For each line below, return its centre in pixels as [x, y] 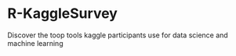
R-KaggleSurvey [63, 14]
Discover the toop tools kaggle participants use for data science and [118, 35]
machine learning [35, 43]
